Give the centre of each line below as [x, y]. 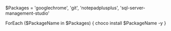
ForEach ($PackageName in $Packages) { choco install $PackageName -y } [86, 23]
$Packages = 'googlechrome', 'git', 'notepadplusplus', [62, 8]
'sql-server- [132, 8]
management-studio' [27, 13]
